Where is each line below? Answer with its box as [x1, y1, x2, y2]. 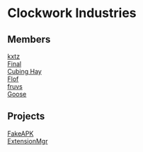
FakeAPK [7, 129, 34, 138]
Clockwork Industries [7, 5, 137, 21]
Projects [7, 110, 45, 122]
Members [7, 33, 51, 45]
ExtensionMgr [7, 136, 48, 145]
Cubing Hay [7, 67, 42, 75]
